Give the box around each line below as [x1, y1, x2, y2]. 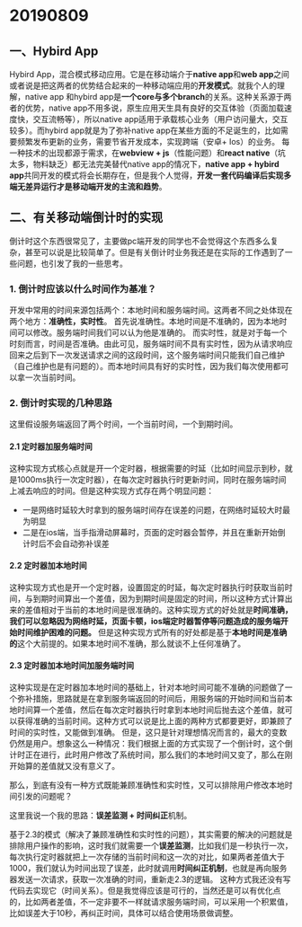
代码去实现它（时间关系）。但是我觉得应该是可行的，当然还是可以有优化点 [9, 886, 281, 896]
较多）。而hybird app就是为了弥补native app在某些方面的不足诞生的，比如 [9, 125, 281, 136]
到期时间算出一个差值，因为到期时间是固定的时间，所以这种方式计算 [32, 593, 285, 604]
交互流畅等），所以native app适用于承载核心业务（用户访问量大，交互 [32, 114, 289, 124]
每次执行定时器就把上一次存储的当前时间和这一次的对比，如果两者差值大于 [9, 852, 285, 862]
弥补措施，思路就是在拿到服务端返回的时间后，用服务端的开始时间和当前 [16, 693, 285, 704]
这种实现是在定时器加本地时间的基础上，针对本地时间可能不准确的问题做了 [9, 682, 285, 693]
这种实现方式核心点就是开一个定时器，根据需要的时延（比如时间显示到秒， [9, 463, 285, 473]
